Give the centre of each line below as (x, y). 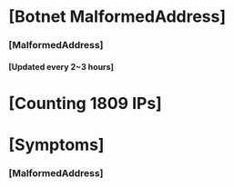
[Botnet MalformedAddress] (117, 17)
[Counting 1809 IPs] (86, 103)
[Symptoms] (56, 145)
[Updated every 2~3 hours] (61, 66)
